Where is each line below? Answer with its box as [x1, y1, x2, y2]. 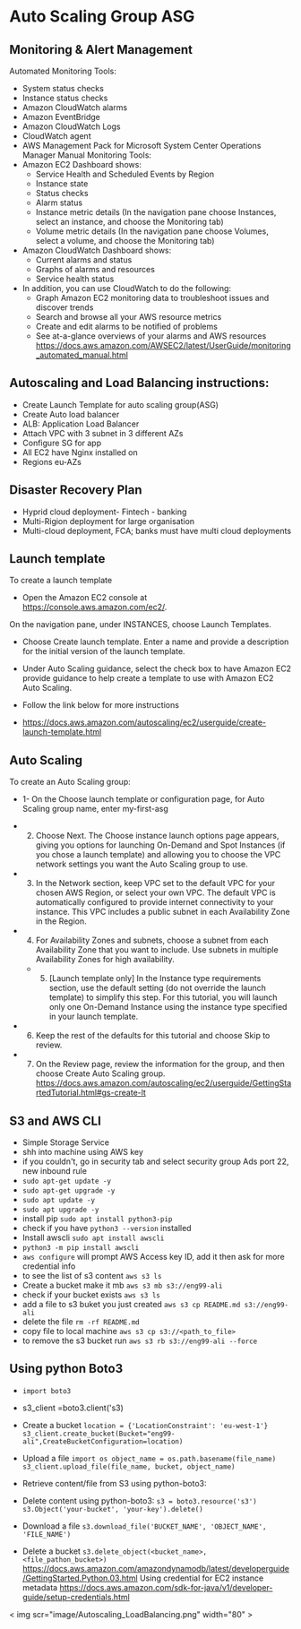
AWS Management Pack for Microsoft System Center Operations [21, 141, 262, 151]
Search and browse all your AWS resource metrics [35, 312, 222, 322]
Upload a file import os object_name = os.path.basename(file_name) [21, 1452, 277, 1463]
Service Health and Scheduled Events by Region [35, 168, 215, 179]
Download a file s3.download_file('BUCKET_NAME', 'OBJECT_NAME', [21, 1521, 267, 1531]
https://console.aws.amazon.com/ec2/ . [21, 602, 168, 613]
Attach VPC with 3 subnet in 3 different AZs [21, 427, 184, 438]
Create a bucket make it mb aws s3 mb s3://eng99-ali [21, 1280, 223, 1291]
